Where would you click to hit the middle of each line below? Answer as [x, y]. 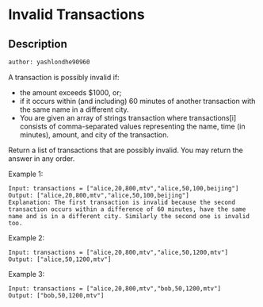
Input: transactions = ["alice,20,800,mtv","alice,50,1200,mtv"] [118, 252]
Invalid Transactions [76, 15]
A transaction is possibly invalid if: [64, 77]
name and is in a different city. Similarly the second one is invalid [129, 216]
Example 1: [26, 174]
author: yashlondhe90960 [49, 62]
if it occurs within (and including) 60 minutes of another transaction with [137, 101]
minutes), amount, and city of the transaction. [94, 134]
